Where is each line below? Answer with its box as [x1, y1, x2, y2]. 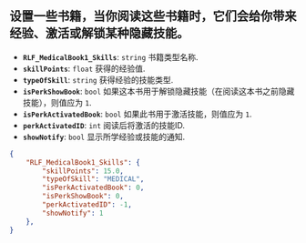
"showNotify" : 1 [42, 208, 104, 218]
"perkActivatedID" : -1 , [42, 200, 132, 209]
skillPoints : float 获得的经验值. [22, 63, 146, 74]
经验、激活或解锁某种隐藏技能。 [9, 25, 189, 41]
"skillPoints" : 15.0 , [42, 167, 125, 176]
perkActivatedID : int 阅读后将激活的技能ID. [22, 119, 185, 130]
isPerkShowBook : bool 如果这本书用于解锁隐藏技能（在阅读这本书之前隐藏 [22, 86, 295, 96]
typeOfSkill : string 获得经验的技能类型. [22, 74, 174, 85]
